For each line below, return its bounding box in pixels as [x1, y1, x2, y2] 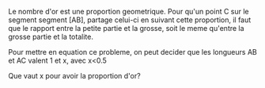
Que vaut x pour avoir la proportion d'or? [8, 71, 141, 80]
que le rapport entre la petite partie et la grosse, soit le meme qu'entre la [8, 24, 244, 33]
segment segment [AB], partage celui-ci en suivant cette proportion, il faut [8, 15, 252, 25]
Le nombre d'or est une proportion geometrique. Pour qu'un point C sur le [8, 7, 249, 16]
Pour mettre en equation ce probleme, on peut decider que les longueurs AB [8, 48, 257, 56]
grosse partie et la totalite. [8, 32, 93, 41]
